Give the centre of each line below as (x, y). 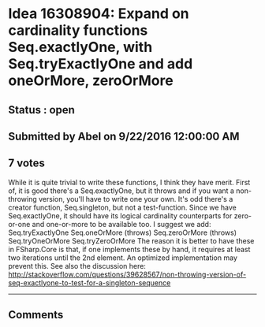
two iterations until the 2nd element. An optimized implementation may (123, 258)
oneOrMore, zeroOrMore (91, 81)
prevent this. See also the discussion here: (77, 266)
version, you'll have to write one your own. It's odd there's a (136, 199)
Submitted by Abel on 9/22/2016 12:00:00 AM (124, 136)
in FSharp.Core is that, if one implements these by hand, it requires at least (129, 249)
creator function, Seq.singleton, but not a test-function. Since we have (122, 207)
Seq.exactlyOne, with (80, 47)
